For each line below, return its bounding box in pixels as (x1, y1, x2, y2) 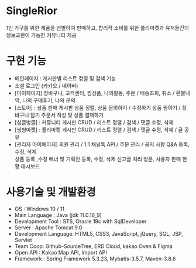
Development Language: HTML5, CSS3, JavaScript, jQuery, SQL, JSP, (14, 230, 183, 237)
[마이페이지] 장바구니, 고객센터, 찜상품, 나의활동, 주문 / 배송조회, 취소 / (14, 89, 175, 96)
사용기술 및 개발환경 (6, 186, 97, 199)
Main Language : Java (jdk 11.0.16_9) (14, 211, 102, 218)
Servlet (14, 236, 32, 243)
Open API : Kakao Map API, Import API (14, 249, 107, 256)
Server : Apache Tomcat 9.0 (14, 224, 82, 231)
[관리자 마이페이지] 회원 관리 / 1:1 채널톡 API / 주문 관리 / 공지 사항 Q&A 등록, (14, 141, 190, 148)
